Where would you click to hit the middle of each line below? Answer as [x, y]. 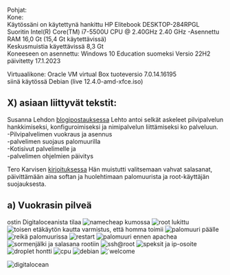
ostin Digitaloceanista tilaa [44, 222]
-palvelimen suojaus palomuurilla [54, 141]
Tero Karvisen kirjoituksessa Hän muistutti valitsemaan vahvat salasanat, [110, 169]
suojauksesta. [27, 184]
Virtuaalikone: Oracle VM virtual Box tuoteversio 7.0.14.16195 [92, 74]
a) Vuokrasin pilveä [49, 205]
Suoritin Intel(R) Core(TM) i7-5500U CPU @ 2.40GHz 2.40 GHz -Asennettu [113, 32]
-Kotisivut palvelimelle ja [42, 148]
